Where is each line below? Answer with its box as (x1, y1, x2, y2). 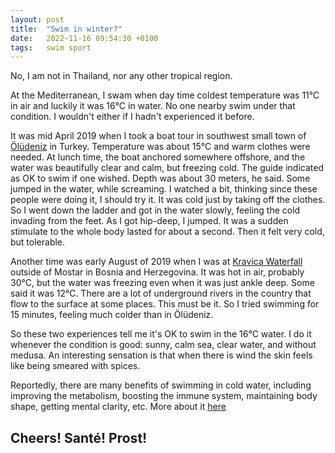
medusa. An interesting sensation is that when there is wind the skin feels (10, 349, 313, 361)
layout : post (10, 14, 65, 25)
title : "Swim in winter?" (10, 24, 123, 34)
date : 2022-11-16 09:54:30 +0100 (10, 33, 159, 43)
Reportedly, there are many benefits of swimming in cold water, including (10, 379, 312, 391)
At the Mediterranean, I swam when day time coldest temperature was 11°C (10, 89, 320, 101)
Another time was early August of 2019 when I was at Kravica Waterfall (10, 256, 303, 268)
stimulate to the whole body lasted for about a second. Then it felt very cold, (10, 226, 325, 238)
